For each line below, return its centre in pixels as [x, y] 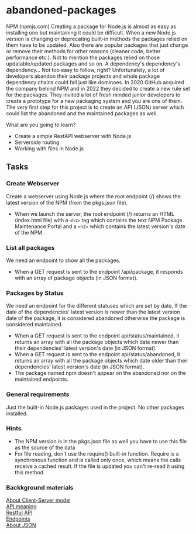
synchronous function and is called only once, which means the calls [98, 460]
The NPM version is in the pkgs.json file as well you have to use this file [101, 441]
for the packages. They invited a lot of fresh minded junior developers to [93, 95]
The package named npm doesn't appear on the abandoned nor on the [100, 373]
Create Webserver [33, 184]
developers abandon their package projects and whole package [83, 76]
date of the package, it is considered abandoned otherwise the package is [96, 318]
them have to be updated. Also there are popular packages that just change [97, 45]
